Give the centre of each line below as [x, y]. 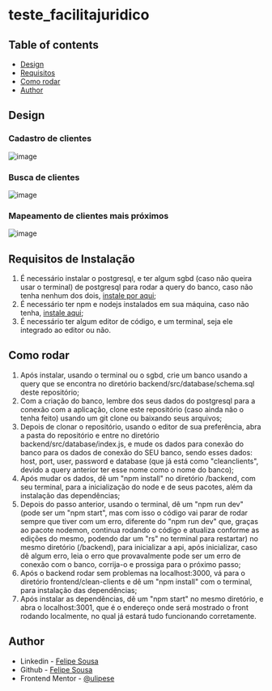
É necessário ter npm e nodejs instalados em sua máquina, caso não [134, 305]
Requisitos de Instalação [72, 259]
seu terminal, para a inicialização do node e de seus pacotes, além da [136, 487]
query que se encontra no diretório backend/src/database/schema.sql [137, 383]
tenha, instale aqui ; [52, 313]
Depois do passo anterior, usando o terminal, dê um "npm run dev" [132, 504]
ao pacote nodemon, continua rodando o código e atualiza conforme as [140, 530]
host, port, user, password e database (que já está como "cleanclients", [139, 461]
